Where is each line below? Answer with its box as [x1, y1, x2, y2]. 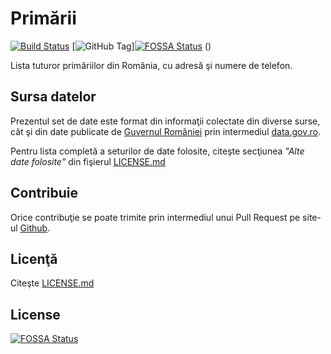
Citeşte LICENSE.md [10, 277, 95, 289]
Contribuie [10, 185, 79, 202]
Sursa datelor [10, 88, 97, 106]
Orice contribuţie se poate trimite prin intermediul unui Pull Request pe [10, 211, 301, 223]
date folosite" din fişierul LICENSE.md [10, 155, 166, 167]
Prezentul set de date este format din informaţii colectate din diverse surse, [10, 115, 321, 127]
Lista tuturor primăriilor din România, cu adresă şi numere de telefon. [10, 59, 293, 71]
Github [19, 222, 48, 234]
